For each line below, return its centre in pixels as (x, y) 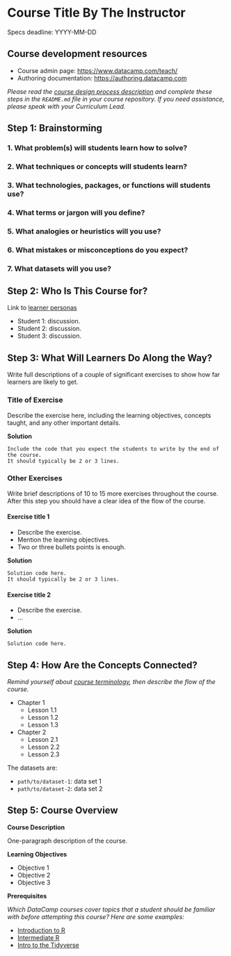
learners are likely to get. (43, 382)
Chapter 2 (32, 732)
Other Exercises (35, 478)
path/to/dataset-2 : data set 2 (60, 789)
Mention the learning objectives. (63, 540)
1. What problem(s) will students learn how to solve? (97, 148)
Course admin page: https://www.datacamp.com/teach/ (97, 70)
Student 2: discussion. (49, 329)
